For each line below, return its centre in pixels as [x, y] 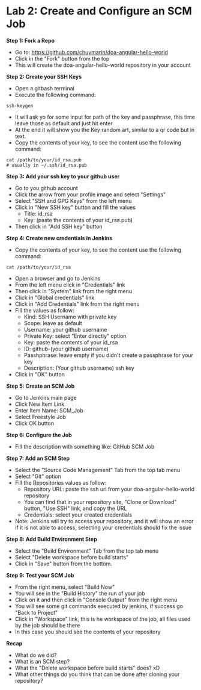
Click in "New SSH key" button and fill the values [75, 207]
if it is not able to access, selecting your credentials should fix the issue [103, 527]
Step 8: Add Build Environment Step [52, 539]
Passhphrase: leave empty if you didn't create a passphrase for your [109, 355]
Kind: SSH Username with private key [70, 317]
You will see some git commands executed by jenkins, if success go [99, 606]
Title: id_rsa [38, 213]
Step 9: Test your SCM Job [40, 575]
